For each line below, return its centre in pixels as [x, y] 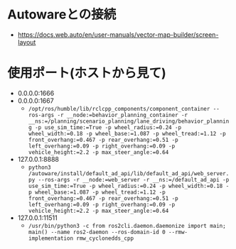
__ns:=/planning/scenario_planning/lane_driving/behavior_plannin [129, 121]
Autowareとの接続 [62, 15]
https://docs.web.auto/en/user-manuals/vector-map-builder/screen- [118, 34]
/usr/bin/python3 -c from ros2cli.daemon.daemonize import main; [127, 226]
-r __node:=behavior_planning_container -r [123, 115]
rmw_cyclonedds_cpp [104, 238]
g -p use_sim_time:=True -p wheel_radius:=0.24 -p [105, 127]
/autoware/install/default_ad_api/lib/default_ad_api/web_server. [129, 173]
